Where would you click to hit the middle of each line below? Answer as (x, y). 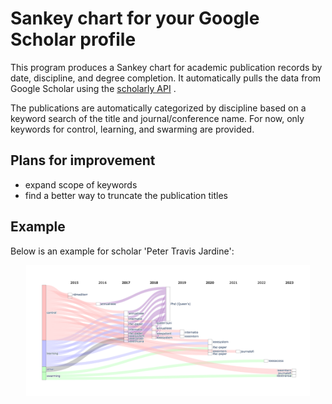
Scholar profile (73, 39)
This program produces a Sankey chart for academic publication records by (166, 67)
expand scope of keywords (81, 184)
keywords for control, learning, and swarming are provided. (132, 129)
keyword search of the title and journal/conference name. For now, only (157, 118)
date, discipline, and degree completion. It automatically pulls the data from (166, 78)
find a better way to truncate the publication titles (126, 195)
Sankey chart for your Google (135, 18)
